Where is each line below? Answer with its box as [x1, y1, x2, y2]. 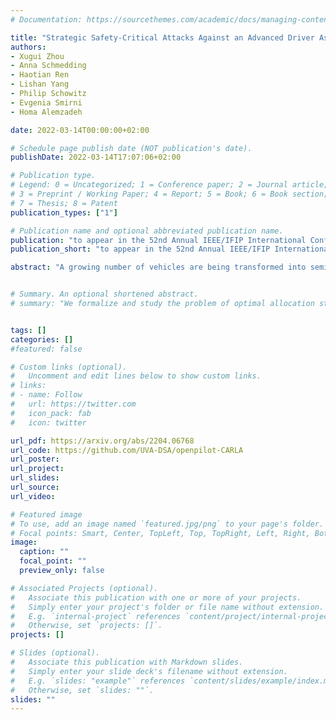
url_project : [10, 464, 65, 474]
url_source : [10, 482, 60, 492]
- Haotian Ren [10, 70, 70, 80]
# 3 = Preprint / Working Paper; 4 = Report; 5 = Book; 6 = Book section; [10, 189, 329, 199]
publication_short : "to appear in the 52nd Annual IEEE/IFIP [10, 244, 271, 255]
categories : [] [10, 334, 74, 345]
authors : [10, 42, 47, 52]
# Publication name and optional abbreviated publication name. [10, 226, 284, 236]
